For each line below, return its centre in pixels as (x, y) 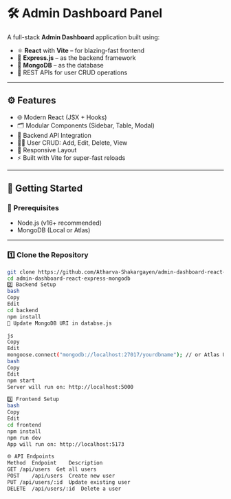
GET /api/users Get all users (52, 469)
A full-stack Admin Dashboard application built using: (84, 37)
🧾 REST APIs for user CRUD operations (72, 72)
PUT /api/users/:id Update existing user (69, 482)
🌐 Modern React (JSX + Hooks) (62, 117)
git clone (21, 272)
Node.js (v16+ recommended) (59, 223)
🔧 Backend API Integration (54, 135)
